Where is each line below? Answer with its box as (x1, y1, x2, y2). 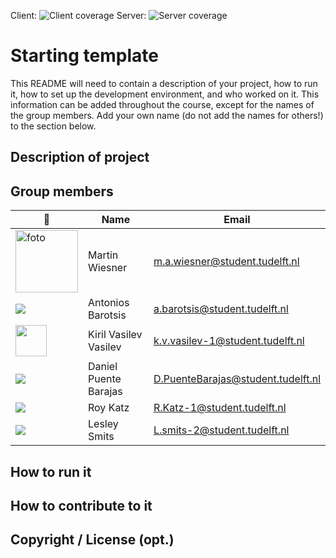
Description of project (10, 149, 150, 166)
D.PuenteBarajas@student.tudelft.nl (153, 372, 321, 386)
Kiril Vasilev (88, 328, 143, 342)
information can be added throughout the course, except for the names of (10, 98, 315, 110)
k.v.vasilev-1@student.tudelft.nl (153, 334, 305, 348)
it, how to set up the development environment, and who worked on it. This (10, 88, 320, 100)
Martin (88, 248, 119, 262)
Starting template (10, 45, 159, 67)
